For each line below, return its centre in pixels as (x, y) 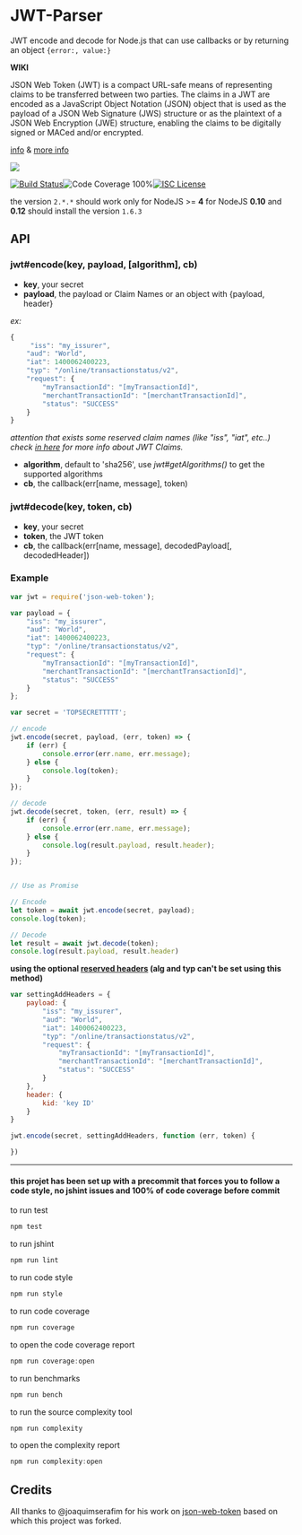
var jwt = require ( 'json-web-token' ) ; (82, 597)
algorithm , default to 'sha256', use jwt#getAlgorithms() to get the (144, 465)
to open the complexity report (65, 1445)
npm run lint (35, 1260)
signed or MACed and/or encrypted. (77, 132)
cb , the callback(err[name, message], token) (105, 484)
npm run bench (37, 1395)
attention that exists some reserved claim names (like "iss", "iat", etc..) (141, 438)
